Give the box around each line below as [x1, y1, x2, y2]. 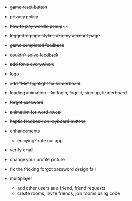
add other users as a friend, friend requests [17, 185, 106, 191]
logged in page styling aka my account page [9, 33, 100, 38]
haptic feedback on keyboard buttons [9, 118, 86, 124]
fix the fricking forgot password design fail [9, 166, 96, 172]
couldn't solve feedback [9, 52, 59, 57]
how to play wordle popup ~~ [9, 23, 69, 29]
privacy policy [9, 14, 38, 19]
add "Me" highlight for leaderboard [9, 81, 81, 86]
